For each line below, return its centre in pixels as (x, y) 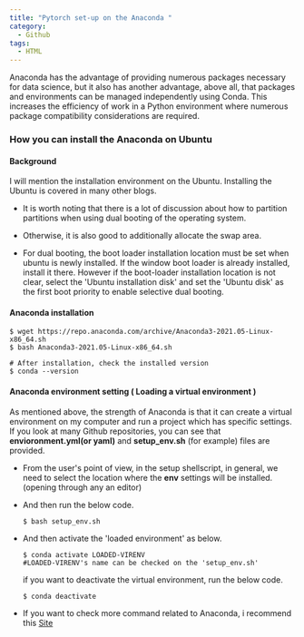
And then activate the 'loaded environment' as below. (122, 538)
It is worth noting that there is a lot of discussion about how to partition (155, 209)
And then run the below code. (78, 505)
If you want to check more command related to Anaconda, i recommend (157, 612)
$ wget (22, 332)
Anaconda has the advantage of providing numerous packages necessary (147, 77)
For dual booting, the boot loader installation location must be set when (156, 253)
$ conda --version (44, 372)
